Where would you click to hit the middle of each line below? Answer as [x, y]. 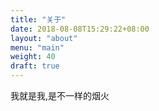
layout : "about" [44, 38]
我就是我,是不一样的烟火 [60, 95]
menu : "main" [37, 47]
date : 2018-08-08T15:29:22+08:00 [80, 29]
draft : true [35, 66]
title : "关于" [38, 19]
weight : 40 [33, 57]
